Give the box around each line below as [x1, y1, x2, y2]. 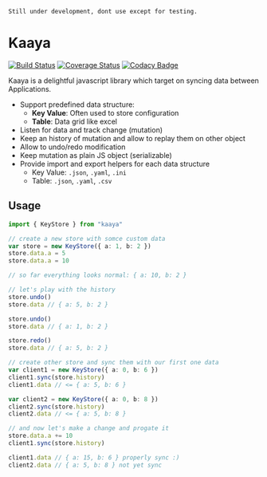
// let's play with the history [8, 286, 116, 294]
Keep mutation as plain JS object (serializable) [19, 150, 173, 160]
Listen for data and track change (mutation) [19, 124, 163, 135]
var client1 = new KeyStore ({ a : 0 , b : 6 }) [8, 366, 159, 374]
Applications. [8, 84, 52, 93]
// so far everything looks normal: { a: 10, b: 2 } [8, 271, 187, 279]
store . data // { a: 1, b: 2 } [8, 322, 109, 330]
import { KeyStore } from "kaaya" [8, 220, 124, 228]
